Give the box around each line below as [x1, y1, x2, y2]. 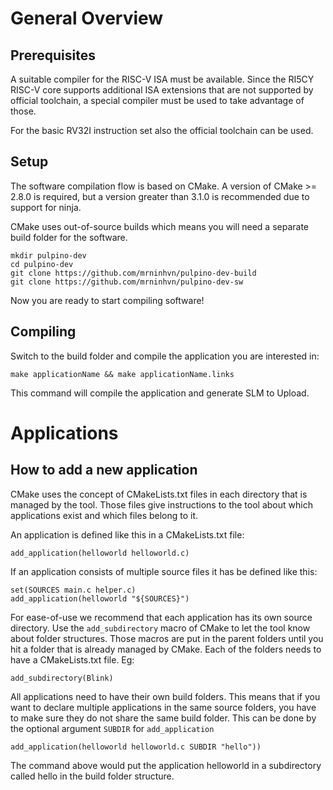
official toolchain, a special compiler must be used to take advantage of [10, 95, 305, 106]
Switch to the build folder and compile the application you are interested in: [10, 350, 320, 362]
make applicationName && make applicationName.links [10, 369, 235, 379]
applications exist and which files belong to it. [10, 509, 199, 521]
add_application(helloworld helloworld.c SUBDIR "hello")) [10, 742, 262, 752]
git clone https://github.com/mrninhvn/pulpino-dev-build [10, 268, 257, 278]
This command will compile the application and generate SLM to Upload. [10, 387, 310, 399]
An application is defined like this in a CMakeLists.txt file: [10, 528, 245, 541]
